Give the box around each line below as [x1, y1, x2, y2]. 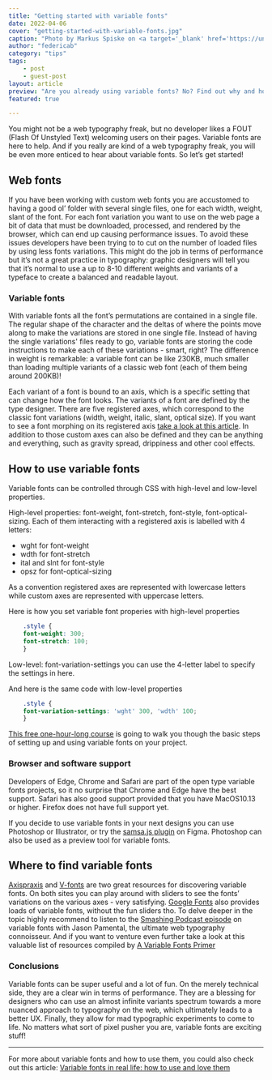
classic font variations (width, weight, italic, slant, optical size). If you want [8, 412, 257, 422]
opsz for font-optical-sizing [19, 566, 112, 576]
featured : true [8, 95, 60, 103]
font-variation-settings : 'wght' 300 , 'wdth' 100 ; [23, 706, 198, 715]
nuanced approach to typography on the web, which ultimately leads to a [8, 1005, 253, 1014]
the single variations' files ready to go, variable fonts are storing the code [8, 337, 253, 347]
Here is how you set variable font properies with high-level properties [8, 607, 240, 617]
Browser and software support [8, 758, 131, 770]
